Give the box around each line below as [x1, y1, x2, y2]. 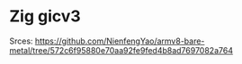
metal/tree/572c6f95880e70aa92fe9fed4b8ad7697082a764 [9, 44, 234, 55]
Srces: [9, 36, 33, 46]
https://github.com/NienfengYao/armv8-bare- [34, 36, 205, 46]
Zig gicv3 [9, 6, 81, 27]
